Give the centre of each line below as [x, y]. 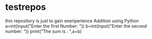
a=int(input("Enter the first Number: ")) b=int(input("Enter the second [76, 26]
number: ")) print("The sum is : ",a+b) [44, 31]
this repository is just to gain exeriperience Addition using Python [72, 21]
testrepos [26, 7]
